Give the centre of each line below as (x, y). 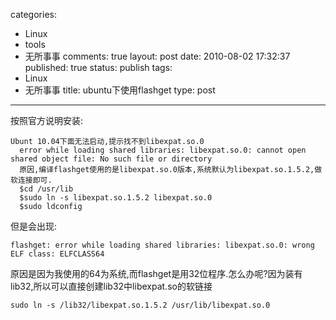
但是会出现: (34, 226)
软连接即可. (31, 180)
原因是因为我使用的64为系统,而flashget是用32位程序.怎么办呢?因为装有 (156, 273)
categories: (33, 14)
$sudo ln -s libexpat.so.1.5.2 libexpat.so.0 (116, 198)
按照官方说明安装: (47, 120)
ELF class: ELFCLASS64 (57, 254)
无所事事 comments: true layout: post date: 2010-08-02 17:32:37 (157, 56)
